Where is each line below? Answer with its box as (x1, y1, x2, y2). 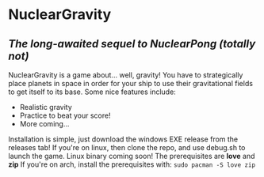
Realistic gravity (19, 103, 73, 111)
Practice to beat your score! (19, 111, 111, 120)
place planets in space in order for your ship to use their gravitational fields (8, 79, 254, 88)
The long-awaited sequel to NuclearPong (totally (8, 37, 256, 51)
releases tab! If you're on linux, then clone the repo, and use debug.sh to (8, 143, 246, 152)
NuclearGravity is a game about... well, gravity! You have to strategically (8, 70, 243, 80)
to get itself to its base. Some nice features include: (8, 87, 176, 96)
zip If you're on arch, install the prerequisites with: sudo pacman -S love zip (8, 160, 256, 169)
